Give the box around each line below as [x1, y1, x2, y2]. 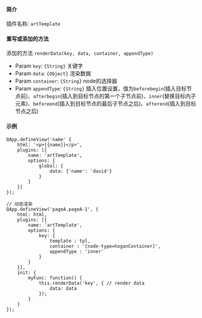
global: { [38, 163, 64, 169]
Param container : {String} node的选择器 [15, 77, 117, 84]
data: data [49, 285, 77, 291]
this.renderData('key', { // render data [38, 280, 145, 286]
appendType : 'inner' [49, 248, 104, 255]
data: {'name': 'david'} [49, 168, 112, 174]
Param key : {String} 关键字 [15, 62, 83, 69]
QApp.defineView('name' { [6, 136, 71, 142]
